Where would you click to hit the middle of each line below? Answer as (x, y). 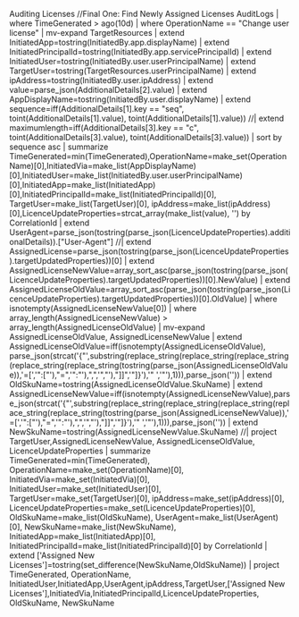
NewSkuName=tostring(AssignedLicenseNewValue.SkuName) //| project (143, 432)
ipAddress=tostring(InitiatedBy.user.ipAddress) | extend (112, 80)
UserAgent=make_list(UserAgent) (217, 517)
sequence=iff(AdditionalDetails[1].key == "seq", (97, 109)
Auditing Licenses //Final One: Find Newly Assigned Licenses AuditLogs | (144, 14)
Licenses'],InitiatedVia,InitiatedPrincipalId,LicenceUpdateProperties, (134, 593)
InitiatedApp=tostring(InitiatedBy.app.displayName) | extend (120, 42)
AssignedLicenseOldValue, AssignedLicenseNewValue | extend (126, 337)
